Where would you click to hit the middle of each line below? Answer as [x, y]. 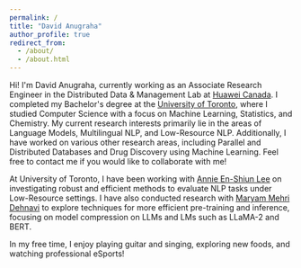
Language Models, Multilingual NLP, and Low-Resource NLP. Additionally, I [148, 133]
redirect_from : [38, 43]
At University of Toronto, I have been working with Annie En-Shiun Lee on [146, 179]
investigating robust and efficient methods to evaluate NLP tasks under [141, 188]
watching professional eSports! [67, 254]
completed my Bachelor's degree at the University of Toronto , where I [138, 104]
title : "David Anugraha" [56, 26]
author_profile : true [50, 34]
